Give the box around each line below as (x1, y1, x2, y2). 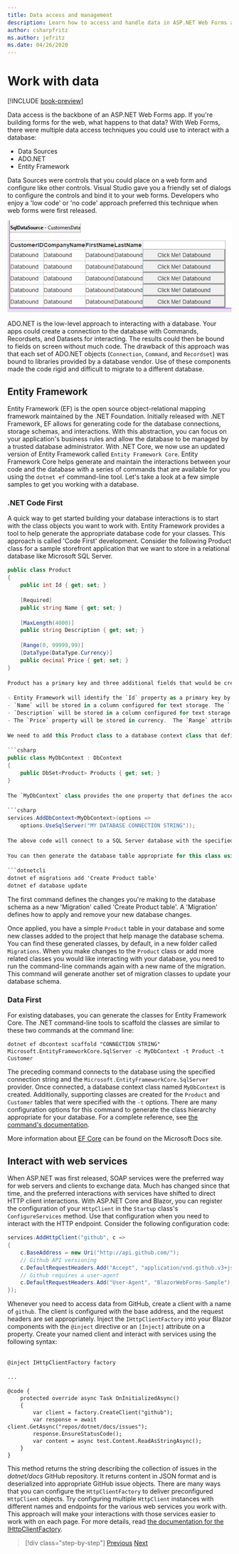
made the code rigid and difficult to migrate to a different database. (7, 365, 205, 373)
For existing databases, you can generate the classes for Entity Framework (7, 1011, 227, 1020)
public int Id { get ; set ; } (20, 581, 107, 589)
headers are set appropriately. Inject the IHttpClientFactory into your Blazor (7, 1315, 232, 1323)
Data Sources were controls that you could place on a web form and (7, 176, 208, 185)
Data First (7, 995, 42, 1005)
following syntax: (7, 1337, 58, 1346)
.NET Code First (7, 498, 63, 508)
